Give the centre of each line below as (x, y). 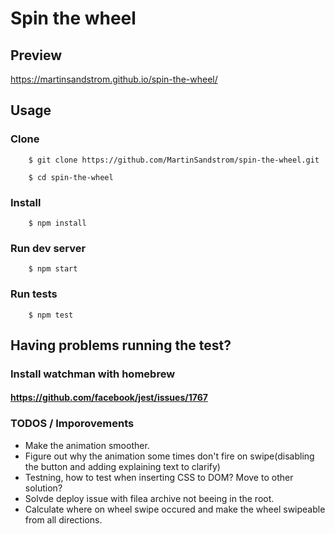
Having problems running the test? (121, 345)
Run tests (34, 294)
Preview (36, 55)
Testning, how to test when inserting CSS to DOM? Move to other (159, 477)
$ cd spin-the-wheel (71, 177)
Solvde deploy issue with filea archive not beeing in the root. (149, 498)
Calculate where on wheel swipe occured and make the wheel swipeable (175, 509)
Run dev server (48, 248)
